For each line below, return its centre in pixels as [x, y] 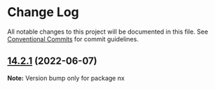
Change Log [43, 12]
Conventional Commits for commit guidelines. [73, 39]
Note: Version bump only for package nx [66, 78]
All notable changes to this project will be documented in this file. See [108, 32]
